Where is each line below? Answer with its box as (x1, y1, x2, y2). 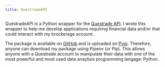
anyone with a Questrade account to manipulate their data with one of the (5, 51, 155, 57)
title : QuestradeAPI (5, 7, 48, 12)
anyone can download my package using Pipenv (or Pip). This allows (5, 45, 145, 51)
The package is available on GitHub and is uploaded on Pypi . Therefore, (5, 40, 152, 46)
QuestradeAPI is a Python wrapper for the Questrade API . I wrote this (5, 21, 146, 26)
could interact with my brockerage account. (5, 31, 94, 37)
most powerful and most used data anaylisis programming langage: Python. (5, 56, 159, 62)
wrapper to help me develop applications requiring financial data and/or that (5, 25, 160, 32)
